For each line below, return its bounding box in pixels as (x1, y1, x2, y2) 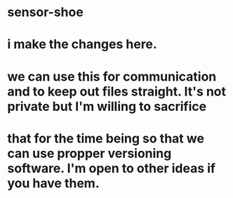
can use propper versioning (7, 145, 172, 161)
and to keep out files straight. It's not (7, 84, 227, 99)
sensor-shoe (7, 4, 84, 20)
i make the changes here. (7, 37, 158, 53)
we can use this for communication (7, 68, 217, 84)
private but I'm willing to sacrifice (7, 98, 207, 114)
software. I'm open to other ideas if (7, 160, 216, 176)
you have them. (7, 175, 100, 191)
